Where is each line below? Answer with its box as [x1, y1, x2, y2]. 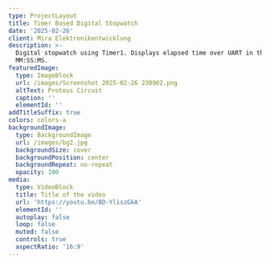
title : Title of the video [15, 190, 106, 199]
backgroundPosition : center [15, 153, 110, 161]
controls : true [15, 236, 67, 244]
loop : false [15, 221, 56, 229]
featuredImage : [8, 64, 59, 72]
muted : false [15, 228, 59, 237]
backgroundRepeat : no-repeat [15, 161, 113, 169]
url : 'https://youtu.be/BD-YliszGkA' [15, 198, 142, 206]
